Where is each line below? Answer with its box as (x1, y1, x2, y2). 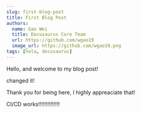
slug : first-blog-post (6, 9, 64, 15)
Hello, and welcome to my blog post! (6, 65, 99, 72)
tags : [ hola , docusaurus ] (6, 49, 72, 55)
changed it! (6, 77, 35, 84)
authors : (6, 20, 29, 26)
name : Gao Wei (12, 26, 48, 32)
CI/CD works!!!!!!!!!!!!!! (6, 100, 60, 108)
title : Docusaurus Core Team (12, 32, 86, 38)
